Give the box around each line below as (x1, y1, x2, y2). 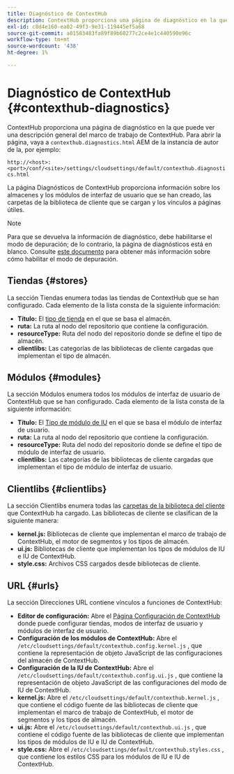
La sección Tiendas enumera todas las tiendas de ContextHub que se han (7, 294, 219, 302)
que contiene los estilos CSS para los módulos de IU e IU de (17, 752, 190, 761)
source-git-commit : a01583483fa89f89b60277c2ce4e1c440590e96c (7, 29, 192, 37)
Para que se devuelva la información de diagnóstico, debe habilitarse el (7, 232, 212, 241)
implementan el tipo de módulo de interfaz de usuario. (17, 463, 173, 471)
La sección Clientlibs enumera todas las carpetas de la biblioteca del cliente (7, 501, 225, 510)
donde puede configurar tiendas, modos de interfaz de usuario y (17, 619, 203, 628)
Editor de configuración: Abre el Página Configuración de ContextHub (17, 612, 221, 621)
